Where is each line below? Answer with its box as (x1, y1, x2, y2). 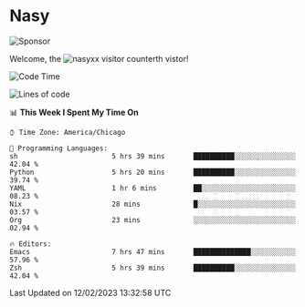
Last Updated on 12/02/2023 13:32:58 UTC (9, 287, 172, 298)
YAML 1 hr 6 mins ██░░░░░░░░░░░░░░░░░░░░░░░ (9, 183, 297, 192)
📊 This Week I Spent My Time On (9, 107, 139, 118)
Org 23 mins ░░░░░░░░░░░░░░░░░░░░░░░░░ (9, 215, 297, 224)
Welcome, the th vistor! (9, 53, 189, 64)
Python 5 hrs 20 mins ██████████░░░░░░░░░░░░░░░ (9, 168, 297, 177)
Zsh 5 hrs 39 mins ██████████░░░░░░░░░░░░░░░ (9, 263, 297, 272)
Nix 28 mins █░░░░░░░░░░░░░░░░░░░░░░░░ (9, 200, 297, 209)
